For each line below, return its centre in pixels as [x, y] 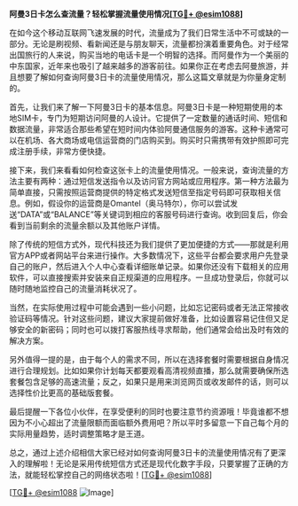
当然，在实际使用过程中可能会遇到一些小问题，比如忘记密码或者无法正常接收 [149, 307]
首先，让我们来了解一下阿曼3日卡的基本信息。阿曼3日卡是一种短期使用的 [142, 107]
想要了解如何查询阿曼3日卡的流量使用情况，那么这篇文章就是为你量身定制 [151, 77]
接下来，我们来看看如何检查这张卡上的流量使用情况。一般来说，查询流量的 [145, 170]
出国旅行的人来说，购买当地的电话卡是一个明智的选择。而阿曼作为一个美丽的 [149, 55]
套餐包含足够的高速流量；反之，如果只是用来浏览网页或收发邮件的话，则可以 [149, 381]
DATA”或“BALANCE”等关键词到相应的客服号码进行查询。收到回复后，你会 [154, 214]
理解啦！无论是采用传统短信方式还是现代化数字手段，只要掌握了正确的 [153, 463]
